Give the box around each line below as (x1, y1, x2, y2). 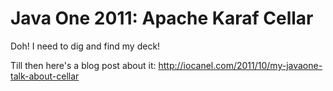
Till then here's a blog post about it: (10, 59, 157, 71)
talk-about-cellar (10, 70, 80, 82)
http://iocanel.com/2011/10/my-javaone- (158, 59, 323, 71)
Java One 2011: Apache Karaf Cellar (10, 7, 314, 30)
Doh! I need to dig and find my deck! (10, 40, 161, 52)
